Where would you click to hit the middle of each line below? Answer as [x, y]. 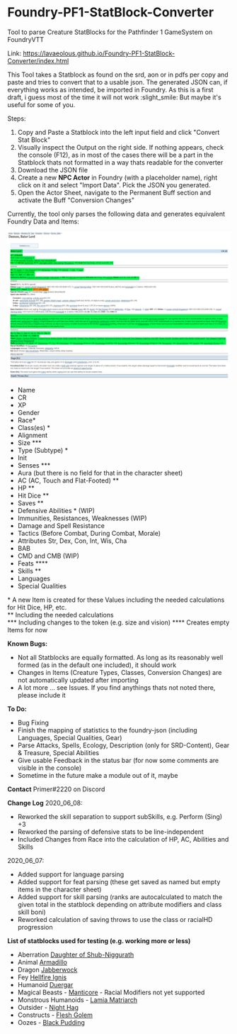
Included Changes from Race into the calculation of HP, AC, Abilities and [123, 839]
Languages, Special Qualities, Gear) [70, 737]
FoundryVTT [26, 39]
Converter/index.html [38, 60]
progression [35, 927]
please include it [41, 695]
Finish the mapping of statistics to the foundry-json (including [108, 730]
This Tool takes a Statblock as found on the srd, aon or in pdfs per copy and [118, 75]
